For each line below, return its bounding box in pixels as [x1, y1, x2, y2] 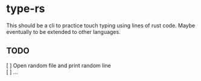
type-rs [6, 2, 45, 16]
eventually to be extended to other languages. [6, 28, 121, 35]
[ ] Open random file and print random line [6, 62, 111, 69]
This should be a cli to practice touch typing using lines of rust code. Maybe [6, 22, 196, 29]
